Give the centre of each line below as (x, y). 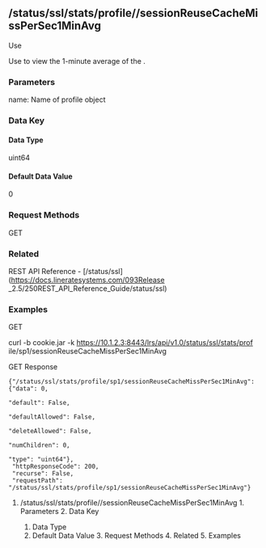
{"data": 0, (28, 389)
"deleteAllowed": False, (50, 432)
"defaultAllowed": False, (52, 417)
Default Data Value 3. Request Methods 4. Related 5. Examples (136, 536)
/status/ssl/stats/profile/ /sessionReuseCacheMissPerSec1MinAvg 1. (132, 503)
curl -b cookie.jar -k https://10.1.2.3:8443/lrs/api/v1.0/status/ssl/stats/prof (131, 343)
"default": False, (39, 403)
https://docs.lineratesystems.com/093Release (88, 280)
